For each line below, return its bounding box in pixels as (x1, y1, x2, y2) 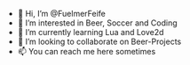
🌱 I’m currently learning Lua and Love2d (17, 27, 164, 37)
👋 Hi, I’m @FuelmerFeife (17, 9, 107, 18)
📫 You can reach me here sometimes (17, 47, 156, 56)
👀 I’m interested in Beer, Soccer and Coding (17, 18, 178, 28)
